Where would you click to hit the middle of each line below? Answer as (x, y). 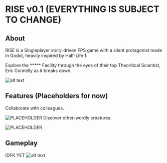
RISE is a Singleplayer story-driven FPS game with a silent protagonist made (84, 50)
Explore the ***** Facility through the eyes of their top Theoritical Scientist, (83, 65)
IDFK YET (15, 155)
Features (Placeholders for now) (57, 96)
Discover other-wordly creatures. (77, 117)
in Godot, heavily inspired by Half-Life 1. (46, 55)
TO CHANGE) (33, 20)
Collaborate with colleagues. (35, 108)
